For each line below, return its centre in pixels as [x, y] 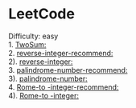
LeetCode [41, 14]
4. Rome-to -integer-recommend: [64, 87]
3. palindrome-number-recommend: [68, 70]
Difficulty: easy [33, 36]
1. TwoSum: [27, 44]
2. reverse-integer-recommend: [61, 53]
